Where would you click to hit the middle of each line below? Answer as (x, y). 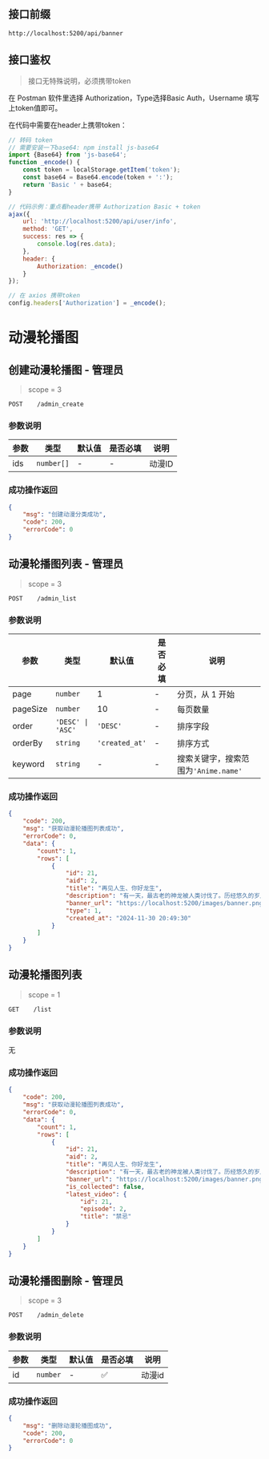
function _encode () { (44, 163)
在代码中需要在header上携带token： (68, 125)
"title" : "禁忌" (106, 1217)
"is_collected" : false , (105, 1186)
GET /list (30, 1009)
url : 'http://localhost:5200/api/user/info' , (100, 222)
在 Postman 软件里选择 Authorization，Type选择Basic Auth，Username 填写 (134, 98)
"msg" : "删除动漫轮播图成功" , (68, 1425)
